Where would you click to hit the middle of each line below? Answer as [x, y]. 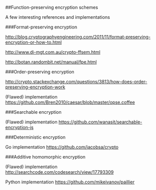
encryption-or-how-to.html [34, 42]
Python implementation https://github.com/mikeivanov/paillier [70, 182]
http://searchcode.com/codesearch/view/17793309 [59, 172]
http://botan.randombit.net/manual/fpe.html [51, 62]
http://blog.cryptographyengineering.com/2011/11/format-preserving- [78, 37]
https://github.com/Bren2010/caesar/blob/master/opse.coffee [70, 102]
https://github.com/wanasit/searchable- [100, 122]
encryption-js [20, 127]
